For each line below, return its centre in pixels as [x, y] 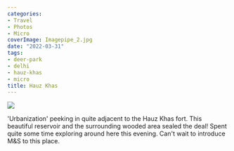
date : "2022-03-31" [36, 46]
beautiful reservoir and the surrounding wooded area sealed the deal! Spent [117, 126]
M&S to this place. [33, 141]
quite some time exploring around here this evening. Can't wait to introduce [117, 133]
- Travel [20, 20]
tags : [15, 53]
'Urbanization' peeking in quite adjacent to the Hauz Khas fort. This [105, 119]
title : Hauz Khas [33, 86]
